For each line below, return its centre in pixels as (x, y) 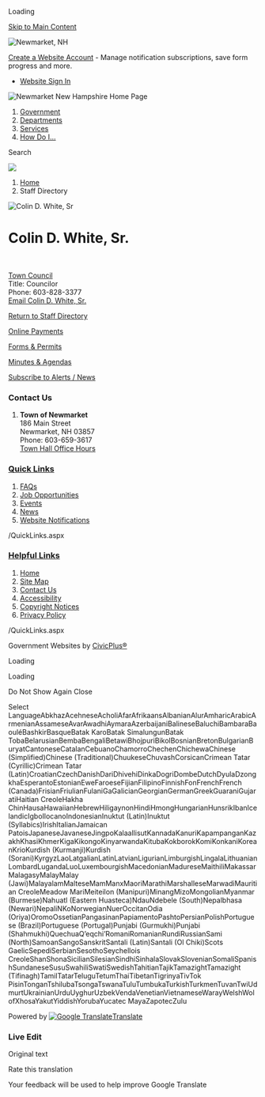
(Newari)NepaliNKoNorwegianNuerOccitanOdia (86, 908)
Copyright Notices (49, 606)
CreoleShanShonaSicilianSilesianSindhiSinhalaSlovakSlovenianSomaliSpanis (132, 959)
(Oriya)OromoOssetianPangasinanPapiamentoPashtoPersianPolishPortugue (131, 917)
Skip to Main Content (42, 26)
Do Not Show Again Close (50, 691)
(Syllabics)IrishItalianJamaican (58, 824)
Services (34, 129)
